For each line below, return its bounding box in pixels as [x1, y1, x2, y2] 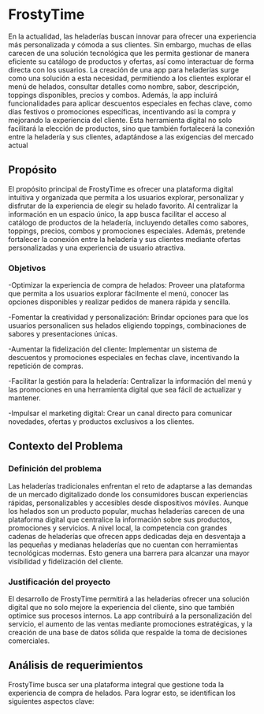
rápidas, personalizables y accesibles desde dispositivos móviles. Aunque [8, 498, 249, 508]
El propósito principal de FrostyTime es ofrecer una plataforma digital [8, 184, 234, 194]
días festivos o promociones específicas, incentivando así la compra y [8, 106, 236, 116]
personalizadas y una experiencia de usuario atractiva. [8, 243, 186, 252]
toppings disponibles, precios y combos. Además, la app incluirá [8, 90, 218, 99]
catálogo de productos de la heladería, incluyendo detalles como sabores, [8, 218, 249, 227]
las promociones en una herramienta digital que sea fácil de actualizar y [8, 385, 242, 395]
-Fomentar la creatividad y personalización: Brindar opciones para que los [8, 313, 249, 322]
